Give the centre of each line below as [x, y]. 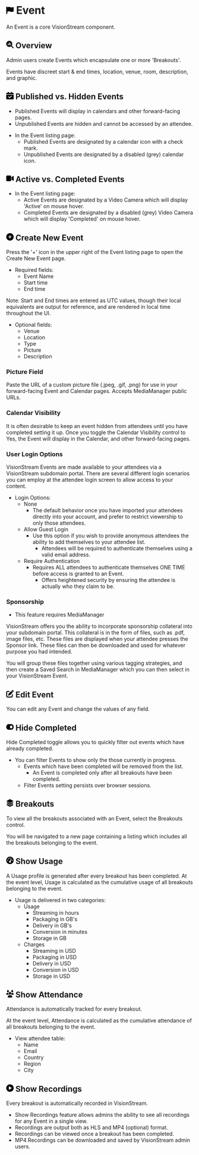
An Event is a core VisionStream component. [61, 27]
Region [32, 1064]
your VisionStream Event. [37, 676]
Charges [34, 944]
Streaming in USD [54, 950]
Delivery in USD [52, 963]
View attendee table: [40, 1039]
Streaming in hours [56, 912]
